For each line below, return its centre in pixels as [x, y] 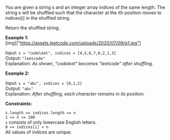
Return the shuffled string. [32, 28]
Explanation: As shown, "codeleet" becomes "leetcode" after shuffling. [79, 63]
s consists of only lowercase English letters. [51, 122]
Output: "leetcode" [25, 58]
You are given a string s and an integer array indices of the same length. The [85, 7]
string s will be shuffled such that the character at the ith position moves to [83, 13]
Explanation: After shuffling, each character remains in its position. [75, 94]
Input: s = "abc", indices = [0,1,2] [44, 83]
